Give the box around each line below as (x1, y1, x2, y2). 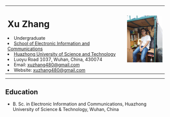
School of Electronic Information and (14, 40, 90, 46)
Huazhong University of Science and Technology (14, 51, 116, 57)
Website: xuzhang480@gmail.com (14, 67, 86, 73)
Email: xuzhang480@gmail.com (14, 61, 80, 68)
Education (5, 87, 38, 96)
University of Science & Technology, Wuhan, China (12, 106, 119, 112)
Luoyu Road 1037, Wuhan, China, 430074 (14, 56, 103, 62)
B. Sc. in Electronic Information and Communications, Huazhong (12, 101, 147, 107)
